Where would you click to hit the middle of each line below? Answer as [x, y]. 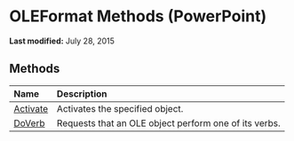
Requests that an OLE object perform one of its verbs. [169, 123]
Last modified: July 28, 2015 [62, 41]
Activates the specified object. [120, 108]
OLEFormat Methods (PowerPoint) [138, 16]
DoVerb [29, 123]
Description [82, 93]
